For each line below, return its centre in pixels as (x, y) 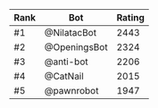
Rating (131, 17)
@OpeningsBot (76, 47)
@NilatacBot (70, 33)
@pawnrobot (71, 91)
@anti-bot (66, 62)
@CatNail (64, 76)
